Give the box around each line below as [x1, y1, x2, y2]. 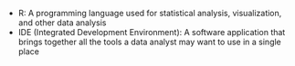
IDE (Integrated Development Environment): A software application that [17, 27, 286, 37]
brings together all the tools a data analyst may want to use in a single [17, 36, 281, 47]
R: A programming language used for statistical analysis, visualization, [17, 8, 282, 18]
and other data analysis [17, 17, 107, 28]
